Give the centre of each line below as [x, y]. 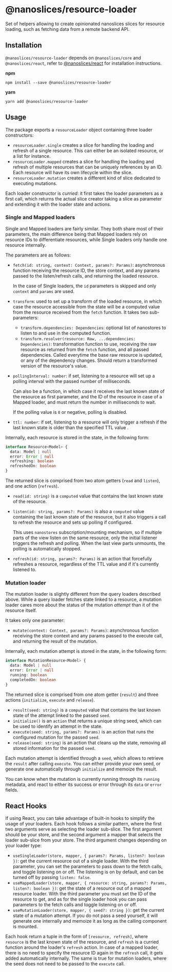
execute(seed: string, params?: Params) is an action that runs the [83, 731]
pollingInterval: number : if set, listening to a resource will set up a [84, 376]
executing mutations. [35, 183]
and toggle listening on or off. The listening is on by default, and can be [88, 872]
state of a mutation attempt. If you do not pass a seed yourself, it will [85, 915]
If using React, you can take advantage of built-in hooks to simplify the [80, 818]
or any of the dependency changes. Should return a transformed [89, 360]
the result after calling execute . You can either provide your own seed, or [83, 763]
